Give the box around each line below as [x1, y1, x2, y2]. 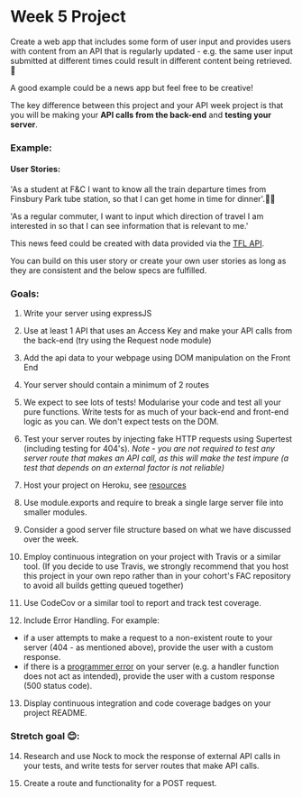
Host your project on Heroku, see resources [23, 480, 188, 490]
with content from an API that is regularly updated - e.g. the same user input [10, 45, 294, 56]
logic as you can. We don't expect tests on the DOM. [23, 417, 219, 427]
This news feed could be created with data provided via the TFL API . [10, 238, 265, 249]
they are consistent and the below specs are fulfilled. [10, 265, 207, 276]
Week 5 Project [10, 6, 126, 27]
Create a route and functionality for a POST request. [23, 777, 217, 788]
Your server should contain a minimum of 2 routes [23, 380, 210, 390]
